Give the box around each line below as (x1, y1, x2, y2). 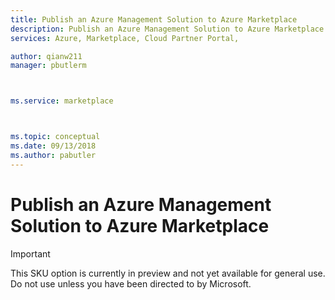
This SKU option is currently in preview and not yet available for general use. (10, 267, 326, 279)
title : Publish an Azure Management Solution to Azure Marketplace (10, 14, 298, 25)
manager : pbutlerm (10, 61, 87, 71)
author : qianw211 (10, 51, 83, 61)
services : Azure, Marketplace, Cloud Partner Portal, (10, 33, 240, 43)
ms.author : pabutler (10, 150, 97, 160)
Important (10, 247, 51, 260)
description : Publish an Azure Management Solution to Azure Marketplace (10, 24, 325, 34)
